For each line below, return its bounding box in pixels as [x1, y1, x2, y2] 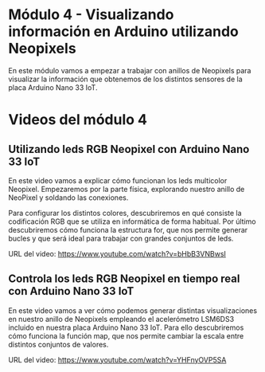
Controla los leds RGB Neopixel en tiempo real [8, 272, 240, 286]
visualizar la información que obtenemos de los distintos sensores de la [8, 74, 243, 84]
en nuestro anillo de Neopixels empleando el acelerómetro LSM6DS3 [8, 314, 235, 323]
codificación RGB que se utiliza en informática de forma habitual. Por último [8, 217, 256, 226]
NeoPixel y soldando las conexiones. [8, 193, 129, 202]
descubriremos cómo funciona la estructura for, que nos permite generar [8, 225, 248, 234]
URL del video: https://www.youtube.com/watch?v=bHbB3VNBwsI [8, 249, 227, 258]
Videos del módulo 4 [8, 111, 147, 129]
